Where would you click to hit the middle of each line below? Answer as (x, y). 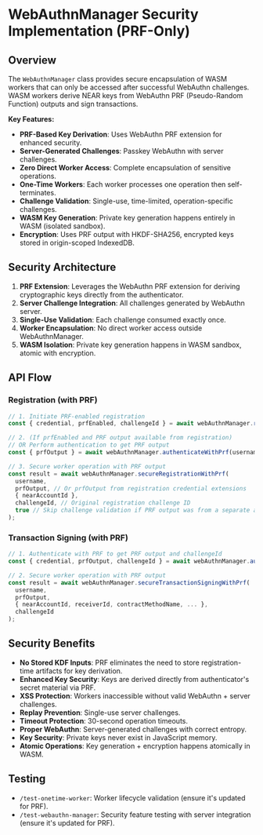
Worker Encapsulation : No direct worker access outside (111, 328)
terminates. (38, 193)
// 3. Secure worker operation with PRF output (87, 466)
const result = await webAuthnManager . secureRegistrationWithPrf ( (119, 474)
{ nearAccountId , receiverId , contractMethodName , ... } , (112, 605)
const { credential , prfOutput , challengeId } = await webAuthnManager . (129, 562)
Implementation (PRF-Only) (99, 31)
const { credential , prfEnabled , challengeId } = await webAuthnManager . (131, 424)
